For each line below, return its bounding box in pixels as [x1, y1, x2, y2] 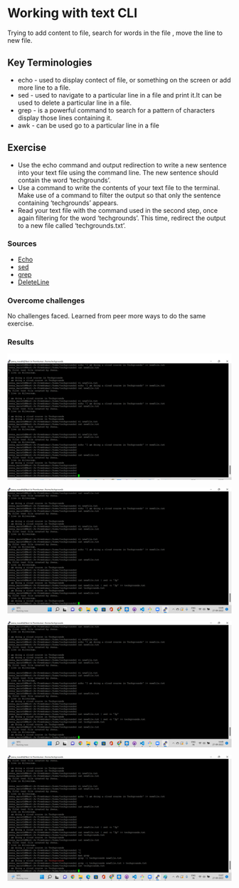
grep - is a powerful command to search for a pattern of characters [17, 105, 216, 115]
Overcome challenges [7, 296, 85, 305]
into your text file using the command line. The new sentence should [17, 168, 219, 177]
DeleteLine [17, 278, 50, 286]
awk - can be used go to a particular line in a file [17, 121, 160, 130]
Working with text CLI [7, 5, 138, 21]
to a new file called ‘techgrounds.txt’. [17, 221, 126, 229]
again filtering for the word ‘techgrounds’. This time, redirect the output [17, 214, 226, 222]
